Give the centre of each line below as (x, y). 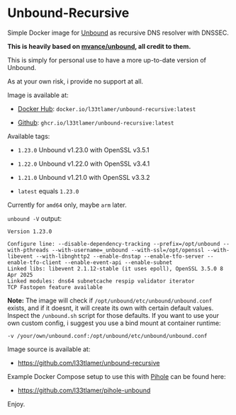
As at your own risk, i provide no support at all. (75, 81)
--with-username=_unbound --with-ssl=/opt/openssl (128, 250)
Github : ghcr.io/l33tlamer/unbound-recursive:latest (96, 123)
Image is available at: (38, 95)
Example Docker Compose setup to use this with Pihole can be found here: (117, 376)
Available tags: (29, 136)
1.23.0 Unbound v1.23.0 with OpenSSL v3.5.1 (83, 149)
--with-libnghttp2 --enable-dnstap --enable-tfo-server (120, 256)
